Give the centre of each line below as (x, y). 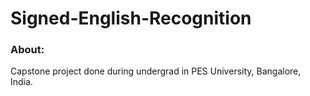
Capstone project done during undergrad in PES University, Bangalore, (156, 71)
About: (27, 50)
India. (21, 82)
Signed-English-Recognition (131, 18)
